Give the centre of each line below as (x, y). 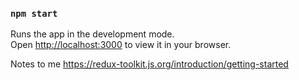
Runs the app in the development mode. (92, 34)
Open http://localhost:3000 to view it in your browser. (121, 45)
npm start (34, 13)
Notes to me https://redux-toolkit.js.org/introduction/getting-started (149, 64)
